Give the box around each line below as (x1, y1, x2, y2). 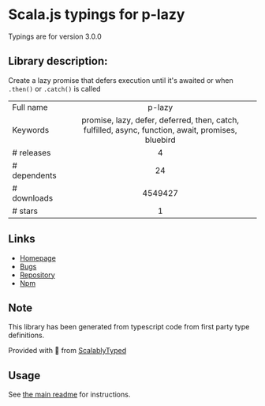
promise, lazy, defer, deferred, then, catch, (81, 115, 239, 126)
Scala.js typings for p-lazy (8, 6, 185, 24)
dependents (12, 170, 57, 181)
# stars (12, 205, 38, 216)
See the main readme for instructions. (8, 389, 131, 400)
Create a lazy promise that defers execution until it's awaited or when (8, 75, 234, 85)
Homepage (19, 253, 57, 262)
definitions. (8, 330, 45, 340)
